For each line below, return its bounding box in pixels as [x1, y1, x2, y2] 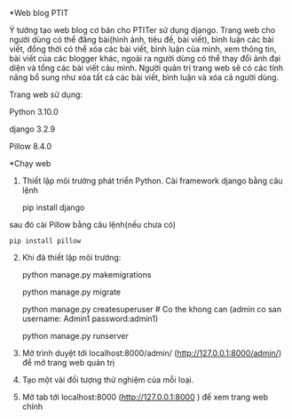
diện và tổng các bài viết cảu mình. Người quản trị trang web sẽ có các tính [9, 62, 284, 73]
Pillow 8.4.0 [9, 141, 52, 151]
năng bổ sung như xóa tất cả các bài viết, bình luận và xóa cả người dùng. [9, 72, 280, 83]
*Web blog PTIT [9, 8, 69, 18]
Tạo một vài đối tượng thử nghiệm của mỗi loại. [21, 375, 194, 385]
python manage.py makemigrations [21, 270, 152, 279]
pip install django [21, 202, 85, 213]
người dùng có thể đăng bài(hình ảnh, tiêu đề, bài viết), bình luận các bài [9, 35, 274, 44]
